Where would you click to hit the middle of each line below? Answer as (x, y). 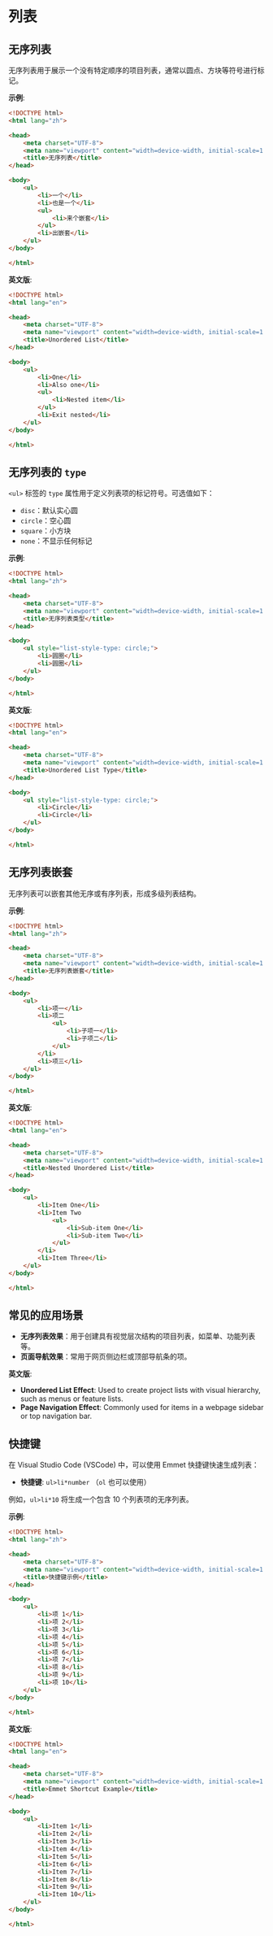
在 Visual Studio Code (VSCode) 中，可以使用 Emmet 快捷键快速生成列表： (134, 1465)
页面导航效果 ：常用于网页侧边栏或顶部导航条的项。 (106, 1357)
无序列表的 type (48, 472)
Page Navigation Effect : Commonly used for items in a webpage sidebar (142, 1407)
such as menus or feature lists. (71, 1399)
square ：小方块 (45, 531)
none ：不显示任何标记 (56, 541)
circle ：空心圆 (45, 520)
